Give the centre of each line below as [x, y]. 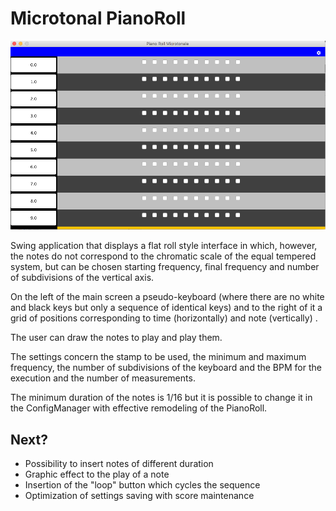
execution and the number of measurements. [103, 378]
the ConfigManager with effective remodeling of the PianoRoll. [139, 408]
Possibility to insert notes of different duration [119, 463]
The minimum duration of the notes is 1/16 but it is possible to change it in [161, 398]
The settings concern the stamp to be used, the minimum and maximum [158, 357]
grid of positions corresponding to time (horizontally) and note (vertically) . [164, 318]
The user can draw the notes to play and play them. [116, 338]
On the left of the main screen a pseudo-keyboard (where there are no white [167, 297]
